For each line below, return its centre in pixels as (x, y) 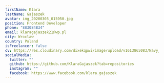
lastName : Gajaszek (25, 14)
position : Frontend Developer (36, 23)
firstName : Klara (23, 10)
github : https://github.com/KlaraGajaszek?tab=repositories (72, 64)
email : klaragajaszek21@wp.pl (36, 32)
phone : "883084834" (25, 28)
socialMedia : (18, 55)
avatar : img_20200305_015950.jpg (39, 19)
